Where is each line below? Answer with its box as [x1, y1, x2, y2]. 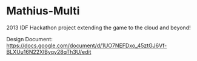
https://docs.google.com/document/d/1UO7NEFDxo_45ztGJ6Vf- [6, 42, 167, 49]
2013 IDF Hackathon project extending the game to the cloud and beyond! [6, 24, 191, 31]
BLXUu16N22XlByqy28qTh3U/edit [6, 48, 92, 55]
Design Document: [6, 35, 53, 42]
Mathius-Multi [6, 4, 80, 18]
